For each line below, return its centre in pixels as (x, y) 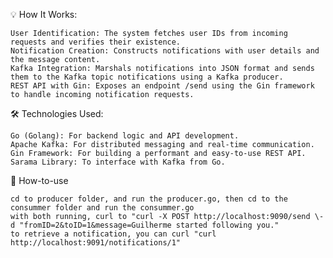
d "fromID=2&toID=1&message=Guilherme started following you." (145, 225)
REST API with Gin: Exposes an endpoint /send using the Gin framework (162, 86)
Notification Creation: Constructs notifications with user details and (165, 51)
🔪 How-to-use (39, 180)
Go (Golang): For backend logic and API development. (125, 136)
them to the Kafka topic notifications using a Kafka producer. (147, 77)
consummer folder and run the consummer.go (102, 208)
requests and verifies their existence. (96, 42)
